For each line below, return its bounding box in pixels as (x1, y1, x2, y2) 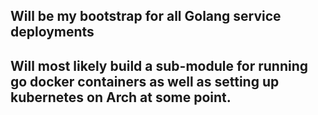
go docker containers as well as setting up (10, 73, 280, 90)
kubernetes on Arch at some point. (10, 89, 232, 106)
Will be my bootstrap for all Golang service (10, 8, 282, 25)
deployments (10, 24, 95, 41)
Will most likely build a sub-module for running (10, 57, 309, 74)
